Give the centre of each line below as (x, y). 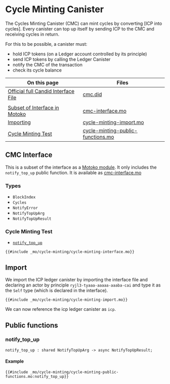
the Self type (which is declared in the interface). (57, 291)
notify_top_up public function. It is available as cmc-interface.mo (73, 172)
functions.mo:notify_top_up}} (37, 377)
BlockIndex (24, 197)
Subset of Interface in (33, 108)
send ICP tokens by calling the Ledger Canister (61, 59)
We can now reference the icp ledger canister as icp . (61, 309)
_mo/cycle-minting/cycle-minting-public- (74, 372)
